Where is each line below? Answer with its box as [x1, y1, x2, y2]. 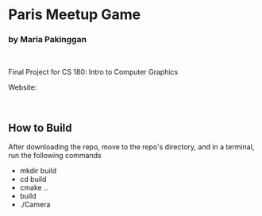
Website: [8, 83, 37, 92]
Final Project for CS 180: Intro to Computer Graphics [8, 67, 179, 77]
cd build [19, 175, 47, 184]
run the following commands [8, 151, 102, 160]
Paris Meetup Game [8, 6, 141, 24]
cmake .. [19, 183, 48, 192]
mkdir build [19, 166, 57, 175]
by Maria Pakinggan [8, 34, 87, 45]
